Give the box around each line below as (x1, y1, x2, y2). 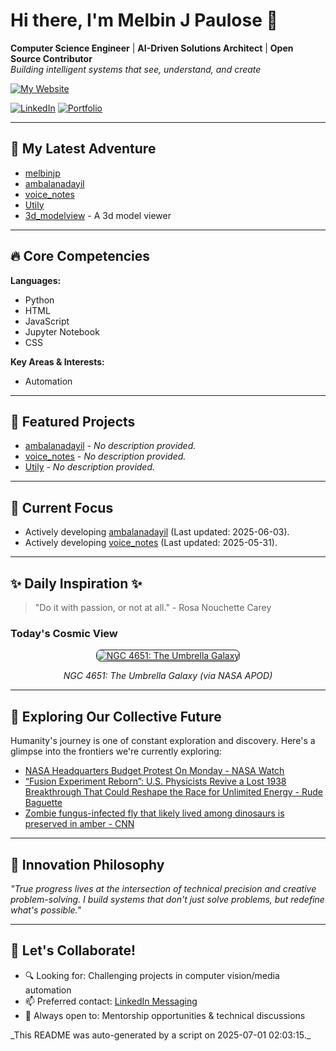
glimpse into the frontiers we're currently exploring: (10, 745, 222, 758)
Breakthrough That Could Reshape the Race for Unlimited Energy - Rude (24, 786, 324, 798)
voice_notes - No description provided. (24, 450, 187, 463)
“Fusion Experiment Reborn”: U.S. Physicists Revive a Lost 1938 (24, 775, 287, 788)
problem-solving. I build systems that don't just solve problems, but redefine (10, 893, 325, 905)
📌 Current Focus (10, 499, 114, 516)
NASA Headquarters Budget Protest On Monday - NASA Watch (24, 765, 285, 777)
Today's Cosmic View (10, 626, 118, 640)
